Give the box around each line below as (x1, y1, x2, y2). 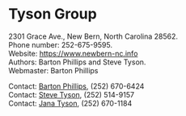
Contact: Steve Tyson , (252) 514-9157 (8, 89, 135, 99)
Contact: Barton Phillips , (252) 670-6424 (8, 81, 145, 91)
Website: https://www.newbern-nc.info (8, 48, 138, 58)
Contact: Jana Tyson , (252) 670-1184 (8, 98, 133, 108)
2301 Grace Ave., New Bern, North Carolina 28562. (8, 31, 179, 41)
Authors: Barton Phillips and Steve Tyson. (8, 57, 146, 67)
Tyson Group (8, 5, 97, 23)
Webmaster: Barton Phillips (8, 65, 99, 75)
